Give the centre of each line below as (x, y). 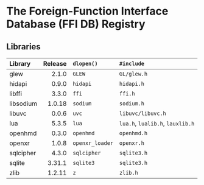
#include (132, 64)
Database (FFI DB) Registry (76, 24)
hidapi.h (132, 84)
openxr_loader (93, 143)
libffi (16, 94)
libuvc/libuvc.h (142, 113)
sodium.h (132, 104)
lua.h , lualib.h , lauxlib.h (157, 123)
